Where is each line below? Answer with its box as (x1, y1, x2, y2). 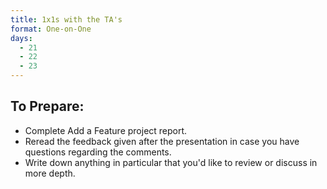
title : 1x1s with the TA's (10, 14, 123, 25)
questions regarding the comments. (24, 146, 172, 158)
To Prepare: (10, 98, 85, 115)
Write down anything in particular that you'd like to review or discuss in (24, 156, 318, 168)
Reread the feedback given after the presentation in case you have (24, 135, 300, 147)
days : (10, 33, 33, 43)
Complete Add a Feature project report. (24, 124, 188, 136)
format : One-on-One (10, 24, 92, 34)
